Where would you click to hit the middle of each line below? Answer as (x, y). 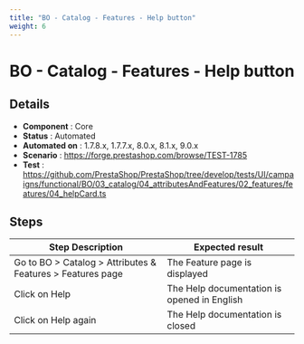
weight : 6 (28, 26)
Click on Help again (55, 320)
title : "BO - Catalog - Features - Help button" (103, 18)
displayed (187, 274)
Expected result (228, 247)
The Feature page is (209, 263)
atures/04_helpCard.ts (64, 193)
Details (29, 105)
